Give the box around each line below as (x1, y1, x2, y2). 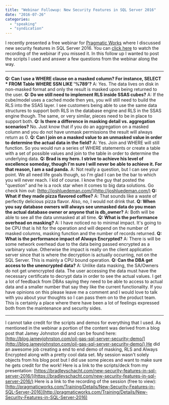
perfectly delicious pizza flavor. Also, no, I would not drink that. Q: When (5, 198, 156, 205)
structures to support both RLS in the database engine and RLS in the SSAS (5, 108, 162, 114)
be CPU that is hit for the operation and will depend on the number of (5, 225, 148, 231)
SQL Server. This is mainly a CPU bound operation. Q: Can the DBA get (5, 257, 153, 263)
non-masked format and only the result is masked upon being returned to (5, 86, 157, 92)
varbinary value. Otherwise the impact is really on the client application (5, 247, 152, 253)
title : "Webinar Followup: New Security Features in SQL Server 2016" (5, 7, 156, 13)
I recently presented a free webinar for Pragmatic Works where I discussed (5, 40, 161, 46)
